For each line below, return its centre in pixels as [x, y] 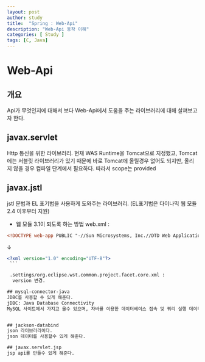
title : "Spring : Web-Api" [43, 23]
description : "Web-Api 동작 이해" [48, 29]
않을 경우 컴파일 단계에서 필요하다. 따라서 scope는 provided [85, 168]
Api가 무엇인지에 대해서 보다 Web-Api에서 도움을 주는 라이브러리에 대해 [92, 110]
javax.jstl [25, 188]
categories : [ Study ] [36, 35]
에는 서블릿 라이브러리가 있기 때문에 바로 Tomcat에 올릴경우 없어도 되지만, [95, 161]
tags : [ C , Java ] [27, 40]
